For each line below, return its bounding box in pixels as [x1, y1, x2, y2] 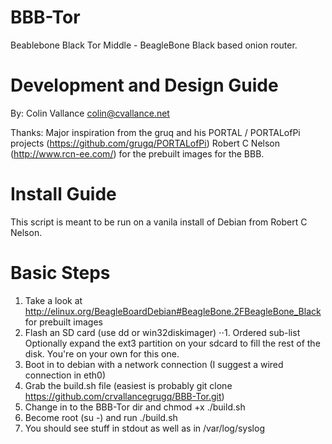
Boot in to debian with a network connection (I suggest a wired [24, 358, 284, 370]
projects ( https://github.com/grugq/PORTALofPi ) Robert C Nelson [10, 137, 281, 149]
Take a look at [24, 294, 83, 306]
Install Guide [10, 183, 117, 206]
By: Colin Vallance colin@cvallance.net [10, 107, 170, 119]
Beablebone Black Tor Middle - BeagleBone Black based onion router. [10, 39, 298, 51]
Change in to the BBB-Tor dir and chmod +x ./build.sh [24, 401, 246, 413]
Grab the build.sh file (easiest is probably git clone [24, 379, 233, 391]
